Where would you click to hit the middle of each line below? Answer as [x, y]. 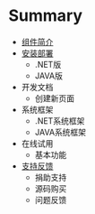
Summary [45, 16]
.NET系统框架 [60, 121]
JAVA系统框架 [60, 132]
